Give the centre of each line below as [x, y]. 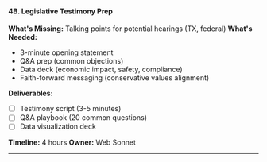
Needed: [23, 37]
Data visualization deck [58, 126]
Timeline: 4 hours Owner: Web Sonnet [72, 142]
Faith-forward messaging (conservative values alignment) [114, 78]
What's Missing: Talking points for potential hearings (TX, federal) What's [130, 29]
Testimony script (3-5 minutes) [70, 109]
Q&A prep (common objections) [72, 61]
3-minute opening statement [66, 52]
